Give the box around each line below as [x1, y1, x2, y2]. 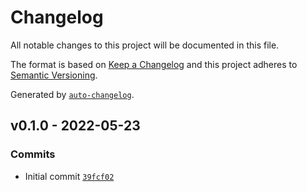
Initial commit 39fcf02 [24, 170, 115, 182]
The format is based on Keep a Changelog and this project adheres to [10, 58, 298, 70]
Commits [10, 147, 56, 161]
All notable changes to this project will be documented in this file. [10, 39, 280, 51]
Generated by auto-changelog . [10, 88, 135, 100]
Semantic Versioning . [10, 69, 98, 81]
